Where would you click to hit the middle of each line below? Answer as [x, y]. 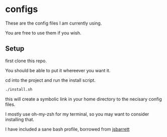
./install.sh [19, 89]
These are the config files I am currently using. [54, 23]
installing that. [20, 119]
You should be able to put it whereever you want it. [58, 70]
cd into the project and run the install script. [50, 80]
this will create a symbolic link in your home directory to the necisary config [83, 99]
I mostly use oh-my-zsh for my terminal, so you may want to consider [77, 114]
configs [22, 9]
